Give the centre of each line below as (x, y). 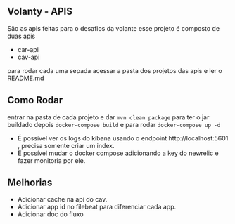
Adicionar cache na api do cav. (62, 199)
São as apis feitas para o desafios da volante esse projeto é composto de (114, 28)
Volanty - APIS (40, 12)
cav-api (28, 57)
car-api (28, 49)
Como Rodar (35, 100)
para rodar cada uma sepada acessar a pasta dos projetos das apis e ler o (115, 70)
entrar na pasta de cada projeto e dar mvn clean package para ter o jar (108, 117)
